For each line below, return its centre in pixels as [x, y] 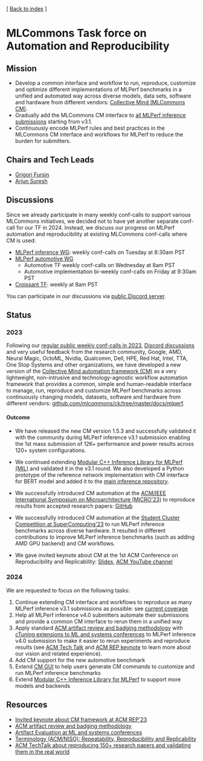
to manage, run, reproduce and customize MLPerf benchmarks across [94, 391]
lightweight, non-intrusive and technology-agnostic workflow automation [97, 377]
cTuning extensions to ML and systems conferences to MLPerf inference [105, 634]
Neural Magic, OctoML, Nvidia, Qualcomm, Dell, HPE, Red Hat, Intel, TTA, [97, 358]
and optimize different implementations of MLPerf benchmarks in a [98, 89]
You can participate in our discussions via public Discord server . [86, 296]
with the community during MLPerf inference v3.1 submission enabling [102, 437]
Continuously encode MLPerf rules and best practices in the [90, 128]
